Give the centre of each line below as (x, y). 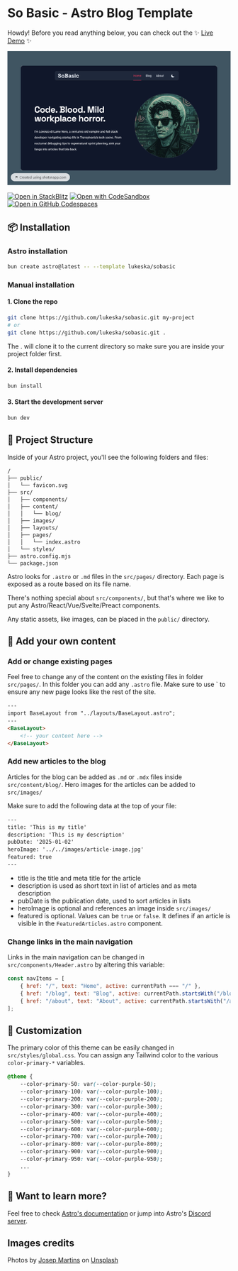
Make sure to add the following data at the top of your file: (92, 805)
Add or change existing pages (60, 661)
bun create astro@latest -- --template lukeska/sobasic (91, 267)
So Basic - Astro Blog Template (100, 13)
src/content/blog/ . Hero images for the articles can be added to (102, 784)
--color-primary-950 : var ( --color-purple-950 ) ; (91, 1159)
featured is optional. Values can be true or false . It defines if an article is (124, 915)
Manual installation (41, 285)
